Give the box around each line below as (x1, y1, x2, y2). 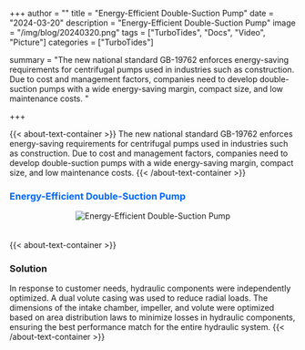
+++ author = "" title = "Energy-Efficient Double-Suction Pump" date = (9, 8, 275, 18)
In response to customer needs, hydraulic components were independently (9, 283, 291, 294)
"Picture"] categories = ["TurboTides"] (9, 36, 154, 47)
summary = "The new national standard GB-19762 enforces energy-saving (9, 55, 290, 65)
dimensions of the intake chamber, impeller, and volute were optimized (9, 303, 275, 314)
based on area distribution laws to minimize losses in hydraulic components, (9, 312, 296, 323)
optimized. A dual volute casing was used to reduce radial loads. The (9, 293, 269, 304)
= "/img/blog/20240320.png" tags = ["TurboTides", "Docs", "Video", (9, 27, 266, 37)
